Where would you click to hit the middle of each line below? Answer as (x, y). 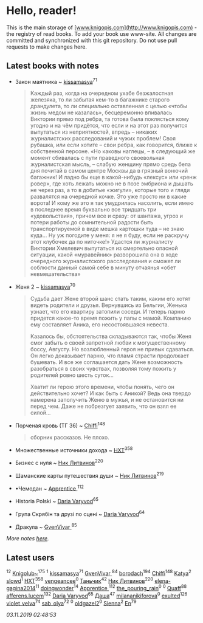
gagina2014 (21, 588)
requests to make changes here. (46, 47)
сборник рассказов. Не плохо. (70, 437)
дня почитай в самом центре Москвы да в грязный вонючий (109, 171)
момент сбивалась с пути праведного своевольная (98, 158)
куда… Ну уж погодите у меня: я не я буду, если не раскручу (110, 235)
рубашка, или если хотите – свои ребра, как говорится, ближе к (114, 145)
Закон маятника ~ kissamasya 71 (56, 81)
